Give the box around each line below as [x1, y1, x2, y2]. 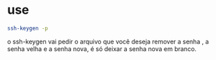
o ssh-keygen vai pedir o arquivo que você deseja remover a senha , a [7, 37, 209, 46]
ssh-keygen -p [7, 25, 49, 32]
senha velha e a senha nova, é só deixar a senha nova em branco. [7, 44, 197, 53]
